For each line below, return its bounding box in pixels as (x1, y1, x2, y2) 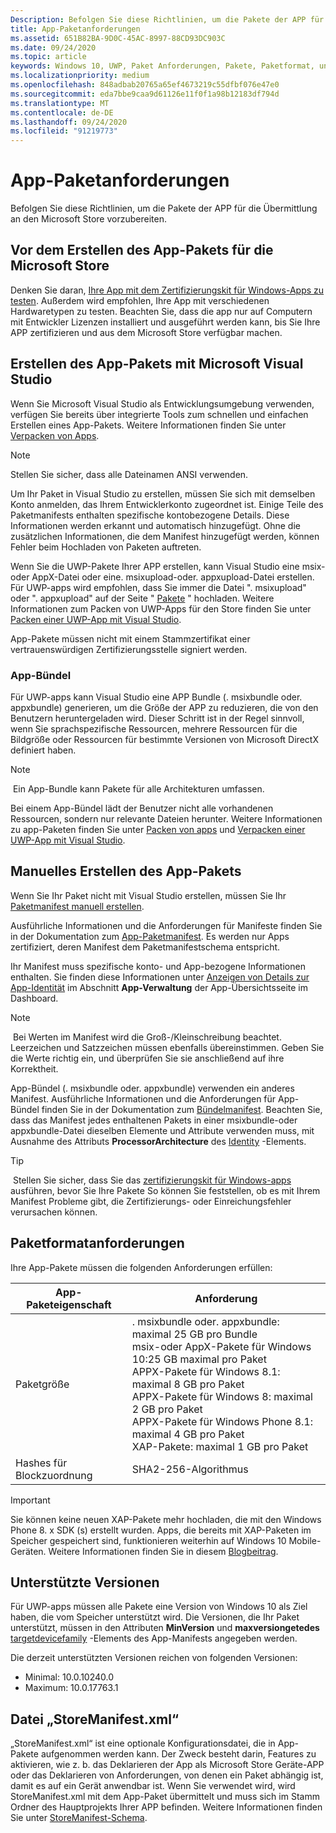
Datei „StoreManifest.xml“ (10, 1711, 180, 1728)
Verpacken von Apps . (10, 429, 100, 441)
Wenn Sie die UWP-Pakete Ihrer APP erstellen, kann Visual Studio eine (10, 560, 300, 572)
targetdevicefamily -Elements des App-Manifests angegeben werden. (10, 1632, 298, 1645)
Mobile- (288, 1534, 322, 1546)
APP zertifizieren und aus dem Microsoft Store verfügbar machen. (10, 326, 283, 338)
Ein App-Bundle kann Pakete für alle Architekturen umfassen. (12, 782, 265, 795)
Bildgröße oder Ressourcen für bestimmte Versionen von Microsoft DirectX (10, 733, 319, 745)
